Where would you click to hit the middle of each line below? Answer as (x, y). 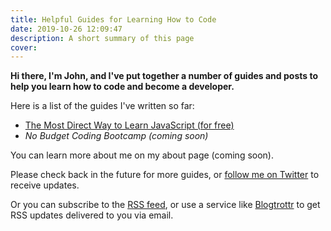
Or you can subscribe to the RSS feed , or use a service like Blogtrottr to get (165, 205)
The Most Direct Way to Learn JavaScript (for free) (129, 125)
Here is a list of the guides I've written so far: (102, 106)
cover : (24, 47)
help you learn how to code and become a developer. (122, 87)
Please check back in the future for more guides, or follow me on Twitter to (165, 175)
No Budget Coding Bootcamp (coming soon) (116, 136)
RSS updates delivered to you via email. (92, 215)
